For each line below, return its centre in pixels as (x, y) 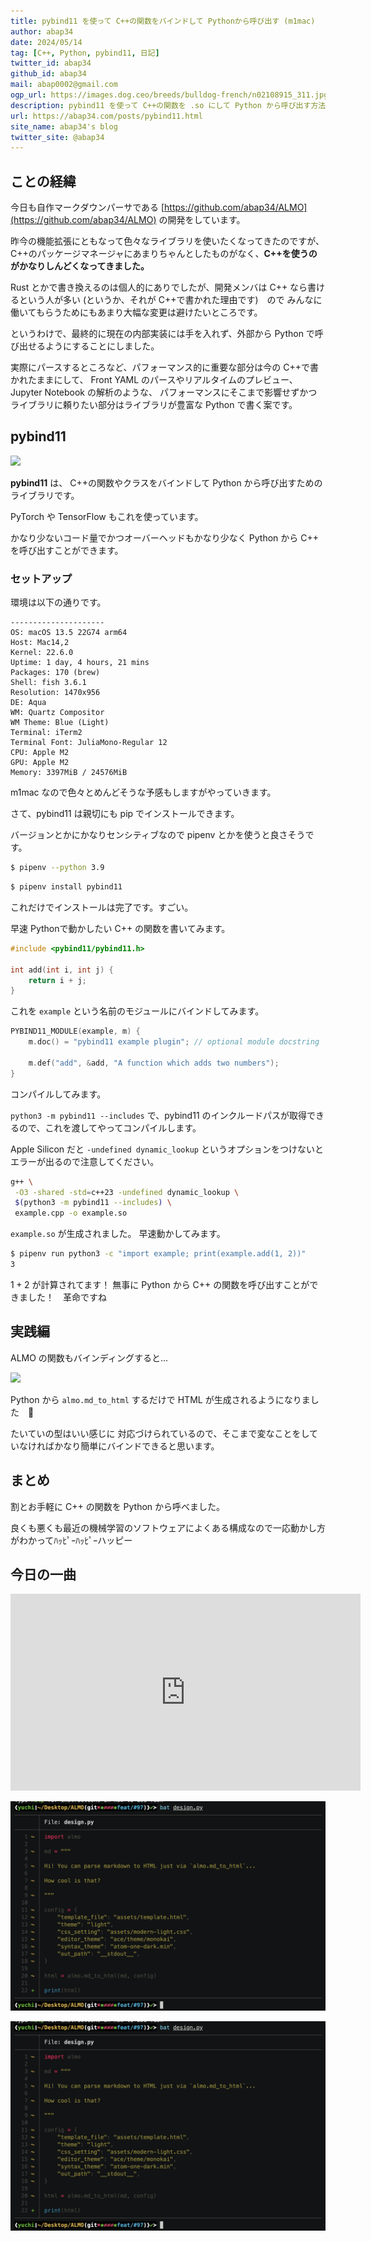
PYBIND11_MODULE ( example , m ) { (75, 1031)
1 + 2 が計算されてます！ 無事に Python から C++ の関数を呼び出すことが (160, 1284)
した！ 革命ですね (67, 1297)
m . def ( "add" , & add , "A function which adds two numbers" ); (154, 1063)
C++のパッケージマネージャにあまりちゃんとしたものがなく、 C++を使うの (164, 254)
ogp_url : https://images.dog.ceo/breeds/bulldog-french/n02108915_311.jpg (169, 95)
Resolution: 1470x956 (55, 693)
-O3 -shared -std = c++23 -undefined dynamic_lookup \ (127, 1192)
